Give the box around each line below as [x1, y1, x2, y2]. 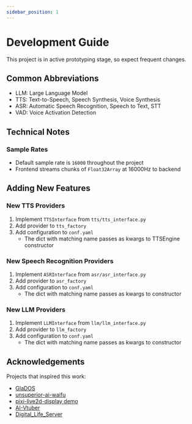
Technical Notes [6, 127, 70, 137]
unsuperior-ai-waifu [15, 391, 66, 398]
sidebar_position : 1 [6, 9, 59, 15]
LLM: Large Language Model [15, 89, 88, 97]
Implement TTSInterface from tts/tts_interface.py [15, 215, 147, 223]
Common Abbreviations [6, 73, 99, 83]
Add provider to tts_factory [15, 221, 87, 229]
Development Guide [6, 35, 109, 49]
